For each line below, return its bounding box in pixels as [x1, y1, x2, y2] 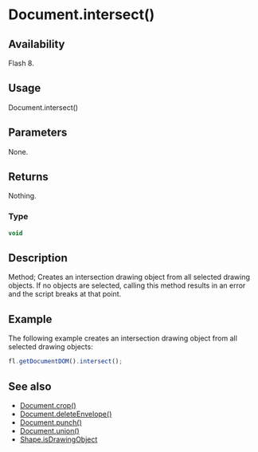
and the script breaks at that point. [8, 289, 122, 299]
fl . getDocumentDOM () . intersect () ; [8, 357, 123, 366]
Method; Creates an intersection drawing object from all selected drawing [8, 273, 251, 282]
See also [8, 379, 52, 393]
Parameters [8, 126, 68, 140]
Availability [8, 37, 65, 51]
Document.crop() [19, 400, 77, 410]
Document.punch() [19, 417, 82, 427]
